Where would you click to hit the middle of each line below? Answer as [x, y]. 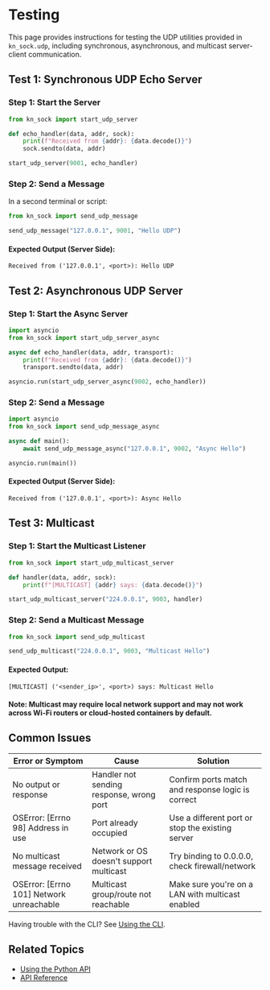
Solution [213, 760]
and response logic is [209, 789]
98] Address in [41, 827]
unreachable [36, 904]
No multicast [36, 855]
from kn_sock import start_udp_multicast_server [91, 563]
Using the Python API [55, 969]
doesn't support [122, 861]
